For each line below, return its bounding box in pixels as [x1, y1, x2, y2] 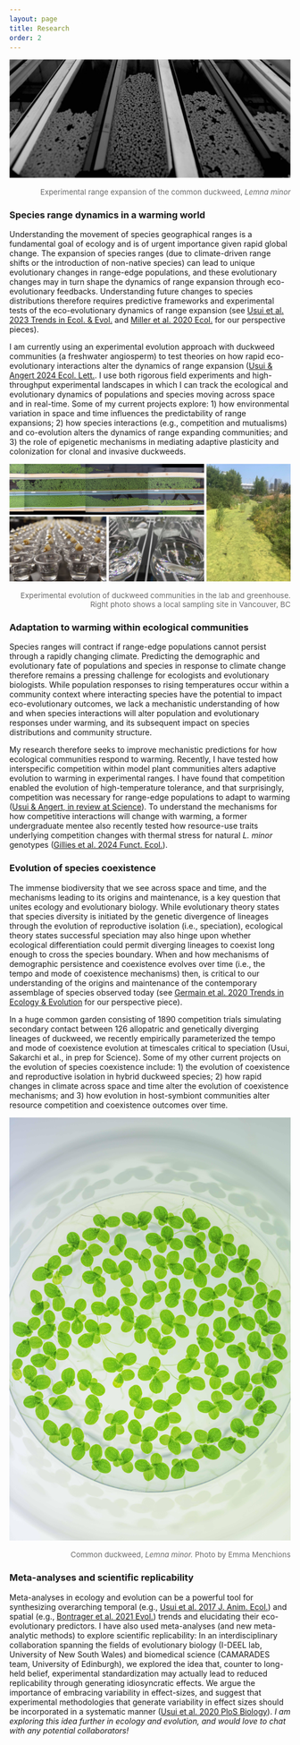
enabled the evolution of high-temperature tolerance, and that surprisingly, [9, 783, 284, 793]
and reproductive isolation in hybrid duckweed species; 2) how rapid [9, 1071, 262, 1082]
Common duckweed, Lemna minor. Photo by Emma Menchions [70, 1550, 291, 1560]
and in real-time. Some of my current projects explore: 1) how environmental [9, 398, 290, 409]
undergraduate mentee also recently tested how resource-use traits [9, 820, 259, 832]
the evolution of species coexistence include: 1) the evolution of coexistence [9, 1061, 290, 1072]
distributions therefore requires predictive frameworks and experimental [9, 295, 275, 306]
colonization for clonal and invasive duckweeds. [9, 446, 186, 457]
